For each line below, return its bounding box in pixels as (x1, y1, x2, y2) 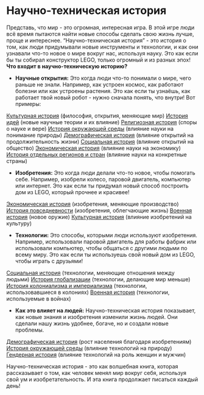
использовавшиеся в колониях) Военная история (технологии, (6, 288, 170, 296)
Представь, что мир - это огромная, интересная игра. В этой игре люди (6, 24, 195, 31)
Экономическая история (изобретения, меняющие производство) (6, 200, 179, 208)
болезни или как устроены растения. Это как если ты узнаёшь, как (15, 87, 191, 94)
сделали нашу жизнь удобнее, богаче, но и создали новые (15, 320, 169, 327)
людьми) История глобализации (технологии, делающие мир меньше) (6, 275, 191, 283)
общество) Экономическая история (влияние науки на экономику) (6, 144, 181, 152)
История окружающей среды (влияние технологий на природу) (6, 344, 172, 352)
